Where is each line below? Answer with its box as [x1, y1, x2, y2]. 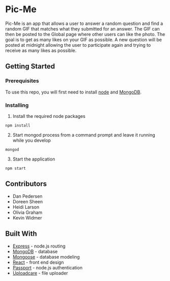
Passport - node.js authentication [12, 264, 83, 270]
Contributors [5, 179, 47, 189]
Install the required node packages [12, 113, 86, 119]
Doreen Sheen [12, 198, 43, 204]
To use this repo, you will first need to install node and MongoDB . [5, 89, 142, 95]
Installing [5, 102, 29, 109]
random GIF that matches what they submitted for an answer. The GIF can [5, 25, 160, 32]
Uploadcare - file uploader [12, 270, 69, 276]
